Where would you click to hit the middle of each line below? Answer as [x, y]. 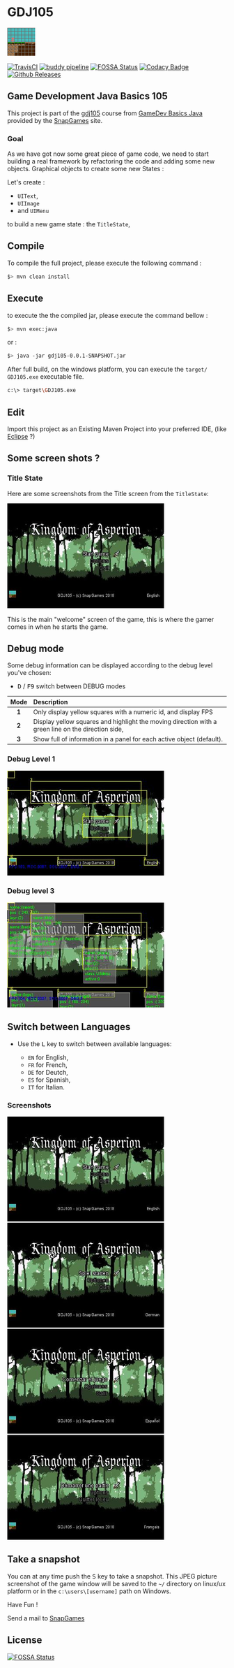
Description [50, 702]
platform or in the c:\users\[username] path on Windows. [89, 1591]
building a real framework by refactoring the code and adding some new [111, 161]
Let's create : [26, 182]
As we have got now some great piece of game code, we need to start [108, 154]
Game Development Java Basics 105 [88, 96]
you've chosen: [29, 673]
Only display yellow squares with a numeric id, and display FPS [123, 712]
